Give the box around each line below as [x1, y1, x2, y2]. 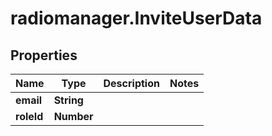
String [53, 93, 84, 107]
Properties [10, 47, 78, 64]
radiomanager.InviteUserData [10, 7, 263, 30]
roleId [15, 110, 44, 123]
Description [103, 77, 160, 90]
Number [53, 110, 94, 123]
